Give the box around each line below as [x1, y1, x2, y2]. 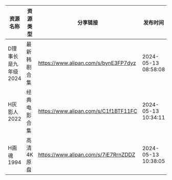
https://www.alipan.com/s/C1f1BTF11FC [38, 108, 137, 114]
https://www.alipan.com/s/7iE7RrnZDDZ [38, 151, 136, 158]
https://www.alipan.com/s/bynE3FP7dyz [38, 59, 137, 66]
